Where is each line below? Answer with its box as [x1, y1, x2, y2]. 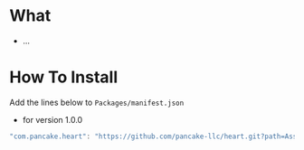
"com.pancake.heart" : [9, 132, 91, 141]
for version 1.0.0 [22, 114, 83, 125]
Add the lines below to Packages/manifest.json [9, 97, 185, 108]
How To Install [9, 67, 119, 88]
